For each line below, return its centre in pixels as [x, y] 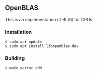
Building [15, 58]
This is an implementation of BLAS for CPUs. [49, 19]
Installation [19, 32]
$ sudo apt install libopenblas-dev [42, 46]
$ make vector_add [23, 68]
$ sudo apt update [23, 42]
